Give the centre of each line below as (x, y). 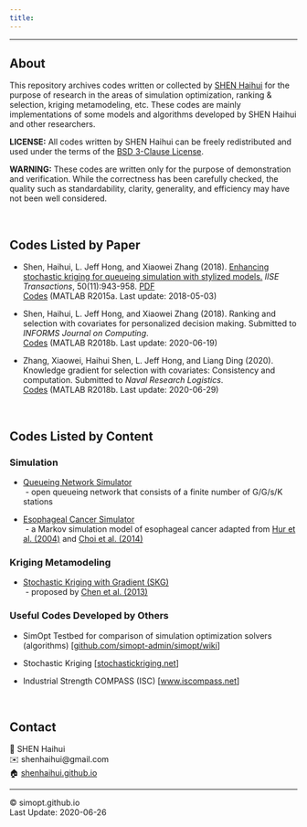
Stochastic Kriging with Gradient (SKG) (95, 582)
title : (22, 18)
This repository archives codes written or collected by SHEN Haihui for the (150, 85)
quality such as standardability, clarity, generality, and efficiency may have (150, 189)
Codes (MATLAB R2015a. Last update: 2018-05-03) (120, 296)
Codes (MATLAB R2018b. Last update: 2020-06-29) (121, 390)
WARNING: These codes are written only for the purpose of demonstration (150, 169)
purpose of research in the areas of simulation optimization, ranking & (141, 95)
